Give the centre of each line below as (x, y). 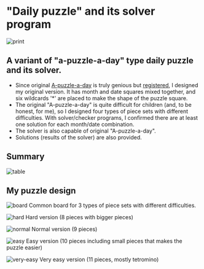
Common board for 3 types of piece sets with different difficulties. (112, 205)
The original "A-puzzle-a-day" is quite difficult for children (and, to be (103, 104)
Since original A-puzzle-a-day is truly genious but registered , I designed (107, 85)
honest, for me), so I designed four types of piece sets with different (102, 111)
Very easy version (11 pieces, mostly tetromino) (99, 260)
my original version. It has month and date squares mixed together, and (105, 92)
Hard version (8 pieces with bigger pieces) (80, 217)
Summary (25, 157)
